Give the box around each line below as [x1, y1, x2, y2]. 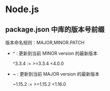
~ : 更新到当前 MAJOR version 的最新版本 [12, 71, 100, 77]
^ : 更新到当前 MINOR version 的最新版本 [12, 50, 98, 56]
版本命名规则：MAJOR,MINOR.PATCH [5, 40, 85, 45]
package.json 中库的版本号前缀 [5, 25, 105, 34]
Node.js [5, 4, 39, 15]
